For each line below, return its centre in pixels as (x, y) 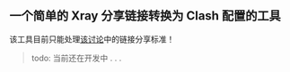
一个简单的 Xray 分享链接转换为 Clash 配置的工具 (145, 16)
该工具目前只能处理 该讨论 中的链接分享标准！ (92, 39)
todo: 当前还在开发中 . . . (76, 58)
